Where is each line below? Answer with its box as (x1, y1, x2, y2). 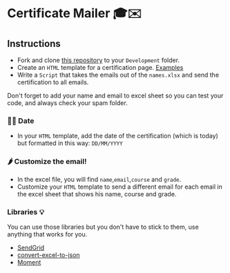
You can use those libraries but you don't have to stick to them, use (7, 223, 199, 231)
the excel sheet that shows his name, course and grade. (17, 189, 177, 198)
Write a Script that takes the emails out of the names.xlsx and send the (17, 70, 220, 79)
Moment (17, 258, 41, 266)
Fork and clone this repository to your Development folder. (17, 56, 180, 64)
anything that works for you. (7, 229, 88, 238)
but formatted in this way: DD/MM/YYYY (17, 139, 123, 147)
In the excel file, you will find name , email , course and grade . (17, 175, 182, 183)
